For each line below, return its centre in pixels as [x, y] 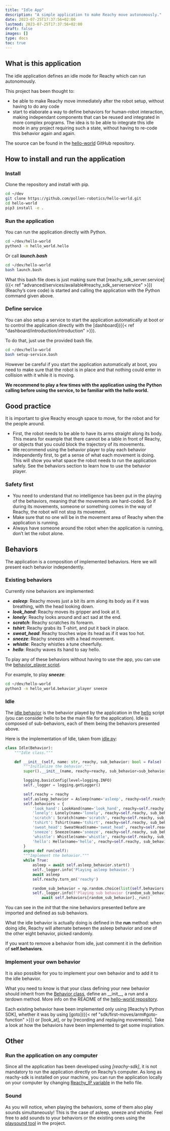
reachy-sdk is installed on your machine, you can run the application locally [84, 1077]
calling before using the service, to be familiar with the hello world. [77, 390]
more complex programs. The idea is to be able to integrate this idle [83, 122]
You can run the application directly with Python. [56, 232]
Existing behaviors [29, 580]
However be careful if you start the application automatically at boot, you [81, 364]
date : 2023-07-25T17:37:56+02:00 [40, 19]
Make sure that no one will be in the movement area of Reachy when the [88, 517]
